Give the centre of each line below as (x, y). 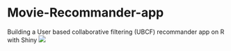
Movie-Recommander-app (86, 13)
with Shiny (22, 40)
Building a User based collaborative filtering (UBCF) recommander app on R (116, 32)
